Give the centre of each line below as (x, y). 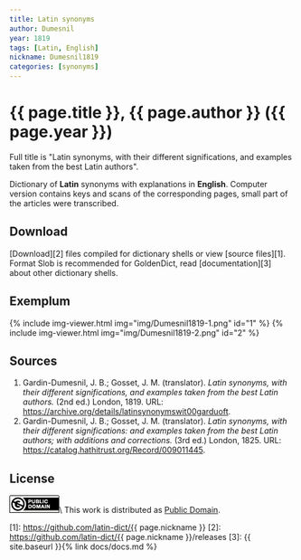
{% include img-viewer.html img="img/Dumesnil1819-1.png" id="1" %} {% (146, 323)
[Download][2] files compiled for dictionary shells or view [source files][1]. (148, 253)
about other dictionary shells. (64, 272)
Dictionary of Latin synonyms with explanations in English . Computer (139, 184)
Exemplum (40, 302)
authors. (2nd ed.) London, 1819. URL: (93, 402)
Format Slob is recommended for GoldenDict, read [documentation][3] (141, 263)
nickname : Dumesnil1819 (54, 57)
